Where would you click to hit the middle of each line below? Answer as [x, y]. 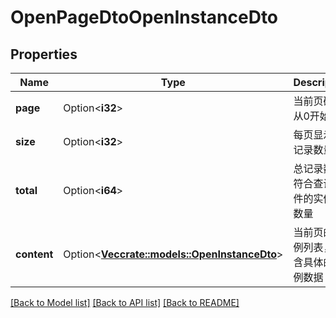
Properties [44, 54]
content [34, 254]
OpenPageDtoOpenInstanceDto [144, 17]
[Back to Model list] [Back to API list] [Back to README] [125, 302]
